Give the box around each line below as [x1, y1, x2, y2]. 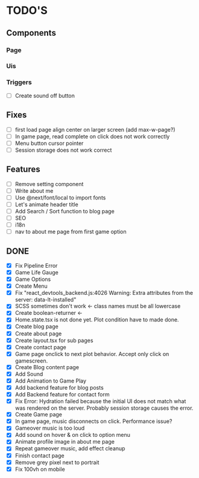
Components [6, 28, 56, 38]
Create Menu [14, 282, 48, 290]
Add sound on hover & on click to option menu [14, 431, 131, 439]
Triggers [6, 78, 32, 86]
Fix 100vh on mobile [14, 465, 65, 473]
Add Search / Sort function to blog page [14, 207, 115, 215]
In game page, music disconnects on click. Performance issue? [14, 418, 172, 425]
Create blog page [14, 323, 58, 330]
